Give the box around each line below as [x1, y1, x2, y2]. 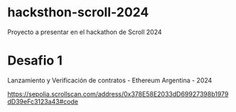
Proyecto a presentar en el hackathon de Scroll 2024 [7, 28, 162, 36]
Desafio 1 [7, 52, 63, 69]
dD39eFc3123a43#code [7, 97, 78, 106]
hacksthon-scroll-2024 [7, 4, 149, 21]
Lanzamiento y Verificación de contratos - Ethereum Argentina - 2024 [7, 76, 213, 84]
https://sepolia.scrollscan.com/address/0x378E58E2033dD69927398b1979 [7, 89, 229, 98]
